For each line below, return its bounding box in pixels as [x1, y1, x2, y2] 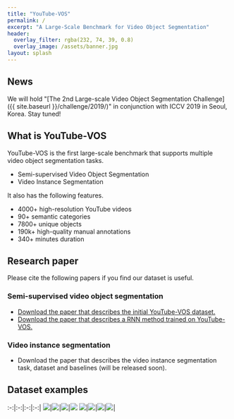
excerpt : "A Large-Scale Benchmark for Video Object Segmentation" [7, 23, 210, 30]
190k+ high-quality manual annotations [17, 227, 131, 236]
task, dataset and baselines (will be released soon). [17, 363, 167, 372]
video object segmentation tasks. [7, 156, 104, 164]
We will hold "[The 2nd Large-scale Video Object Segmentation [7, 95, 192, 103]
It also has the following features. [7, 191, 104, 200]
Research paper [7, 255, 79, 267]
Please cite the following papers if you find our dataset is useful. [7, 274, 194, 282]
